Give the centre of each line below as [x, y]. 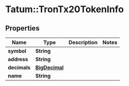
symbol [17, 51]
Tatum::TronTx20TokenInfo [64, 9]
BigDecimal [49, 67]
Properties [22, 28]
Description [83, 42]
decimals [19, 67]
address [18, 59]
